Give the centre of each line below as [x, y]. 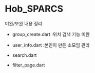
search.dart [24, 55]
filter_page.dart [28, 65]
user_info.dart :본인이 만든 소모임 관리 [51, 45]
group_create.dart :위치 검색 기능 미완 [51, 34]
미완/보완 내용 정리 [23, 23]
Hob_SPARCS [34, 9]
